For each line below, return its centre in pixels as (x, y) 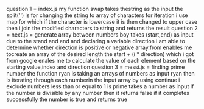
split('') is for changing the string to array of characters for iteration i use (97, 15)
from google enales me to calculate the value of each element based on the (101, 61)
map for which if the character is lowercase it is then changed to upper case (102, 22)
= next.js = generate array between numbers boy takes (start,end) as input (100, 35)
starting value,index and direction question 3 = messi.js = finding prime (96, 67)
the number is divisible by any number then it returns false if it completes (98, 93)
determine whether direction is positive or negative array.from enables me (99, 47)
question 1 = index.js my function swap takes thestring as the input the (95, 9)
